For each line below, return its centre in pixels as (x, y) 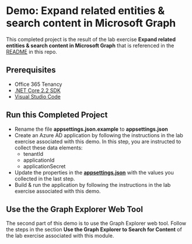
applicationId (39, 160)
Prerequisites (31, 70)
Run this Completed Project (57, 115)
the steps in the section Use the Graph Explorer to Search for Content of (94, 229)
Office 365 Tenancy (38, 84)
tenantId (33, 154)
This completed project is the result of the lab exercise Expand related (91, 39)
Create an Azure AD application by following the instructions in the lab (99, 135)
